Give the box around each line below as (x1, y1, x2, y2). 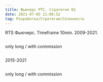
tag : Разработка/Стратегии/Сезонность (5, 16, 85, 21)
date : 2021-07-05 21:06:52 (5, 12, 61, 17)
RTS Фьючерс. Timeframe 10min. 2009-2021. (5, 30, 99, 36)
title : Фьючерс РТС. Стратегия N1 (5, 7, 76, 12)
